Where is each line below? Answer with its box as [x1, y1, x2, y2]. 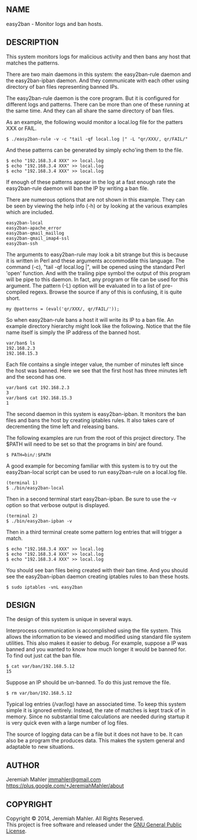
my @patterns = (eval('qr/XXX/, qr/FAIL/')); [6, 306, 119, 312]
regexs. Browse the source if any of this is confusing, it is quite [29, 288, 182, 295]
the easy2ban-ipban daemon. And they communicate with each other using [6, 76, 189, 84]
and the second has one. [6, 373, 66, 380]
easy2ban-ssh [6, 241, 38, 246]
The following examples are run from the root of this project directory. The [6, 434, 186, 441]
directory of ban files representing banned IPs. [6, 83, 119, 90]
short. [6, 294, 21, 302]
